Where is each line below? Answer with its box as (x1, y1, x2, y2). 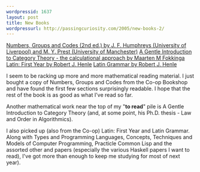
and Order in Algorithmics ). (6, 116, 73, 123)
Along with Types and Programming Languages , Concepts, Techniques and (6, 134, 193, 141)
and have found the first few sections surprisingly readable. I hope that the (6, 85, 190, 93)
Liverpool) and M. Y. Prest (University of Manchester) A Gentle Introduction (6, 48, 192, 56)
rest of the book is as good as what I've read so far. (6, 91, 133, 99)
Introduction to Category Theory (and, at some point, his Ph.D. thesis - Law (6, 109, 192, 116)
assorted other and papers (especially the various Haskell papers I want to (6, 146, 190, 153)
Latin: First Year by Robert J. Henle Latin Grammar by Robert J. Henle (6, 61, 177, 68)
